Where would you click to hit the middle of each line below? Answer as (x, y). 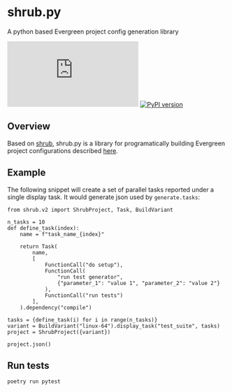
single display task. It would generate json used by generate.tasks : (104, 197)
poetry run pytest (34, 382)
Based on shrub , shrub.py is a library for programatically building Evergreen (116, 143)
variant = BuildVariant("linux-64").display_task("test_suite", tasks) (114, 326)
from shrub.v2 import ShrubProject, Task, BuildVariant (90, 210)
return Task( (39, 246)
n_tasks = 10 (26, 222)
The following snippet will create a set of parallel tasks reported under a (111, 189)
